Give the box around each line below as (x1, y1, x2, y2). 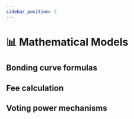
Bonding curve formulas (6, 63, 98, 73)
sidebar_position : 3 (6, 8, 58, 15)
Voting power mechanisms (6, 103, 108, 113)
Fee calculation (6, 83, 64, 93)
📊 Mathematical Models (6, 35, 129, 49)
